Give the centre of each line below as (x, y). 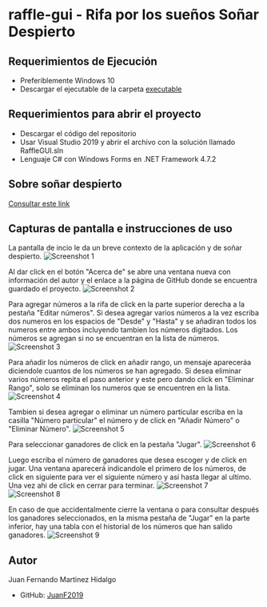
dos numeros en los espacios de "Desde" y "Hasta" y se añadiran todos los (133, 321)
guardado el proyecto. (45, 289)
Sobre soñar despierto (65, 185)
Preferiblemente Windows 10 (67, 80)
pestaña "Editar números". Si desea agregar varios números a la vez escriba (134, 313)
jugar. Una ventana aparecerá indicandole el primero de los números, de (127, 468)
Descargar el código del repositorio (78, 133)
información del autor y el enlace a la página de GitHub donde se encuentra (133, 280)
